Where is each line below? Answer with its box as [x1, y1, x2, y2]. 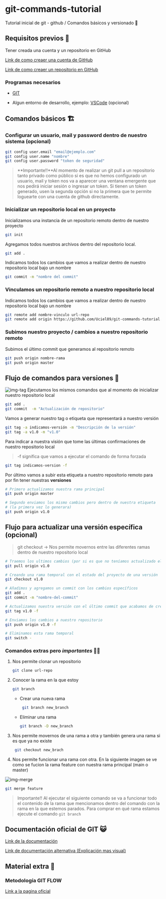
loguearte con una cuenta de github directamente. [17, 194, 120, 200]
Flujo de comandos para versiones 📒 [5, 374, 120, 382]
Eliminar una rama [19, 714, 57, 720]
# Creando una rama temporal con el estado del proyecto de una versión [5, 572, 158, 577]
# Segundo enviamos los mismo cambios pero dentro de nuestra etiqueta [5, 500, 156, 505]
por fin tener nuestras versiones [5, 477, 72, 483]
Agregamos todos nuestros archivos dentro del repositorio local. [5, 241, 136, 247]
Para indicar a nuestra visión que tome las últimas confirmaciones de [5, 438, 146, 444]
